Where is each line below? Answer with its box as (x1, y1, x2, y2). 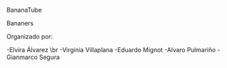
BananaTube (6, 6, 42, 14)
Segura (39, 53, 60, 61)
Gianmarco (6, 53, 38, 61)
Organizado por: (6, 32, 53, 41)
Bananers (6, 19, 34, 27)
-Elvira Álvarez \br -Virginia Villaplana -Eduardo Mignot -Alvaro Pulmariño (6, 46, 216, 54)
